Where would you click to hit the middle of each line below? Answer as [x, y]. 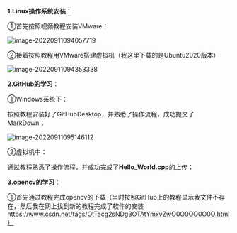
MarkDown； [27, 123]
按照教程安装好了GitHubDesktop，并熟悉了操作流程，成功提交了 [101, 114]
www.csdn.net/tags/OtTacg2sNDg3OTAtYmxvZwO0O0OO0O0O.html [129, 214]
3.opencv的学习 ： [34, 182]
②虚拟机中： [27, 152]
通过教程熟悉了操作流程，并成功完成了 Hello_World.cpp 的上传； [101, 167]
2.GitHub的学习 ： [33, 84]
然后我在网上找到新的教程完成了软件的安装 [81, 206]
